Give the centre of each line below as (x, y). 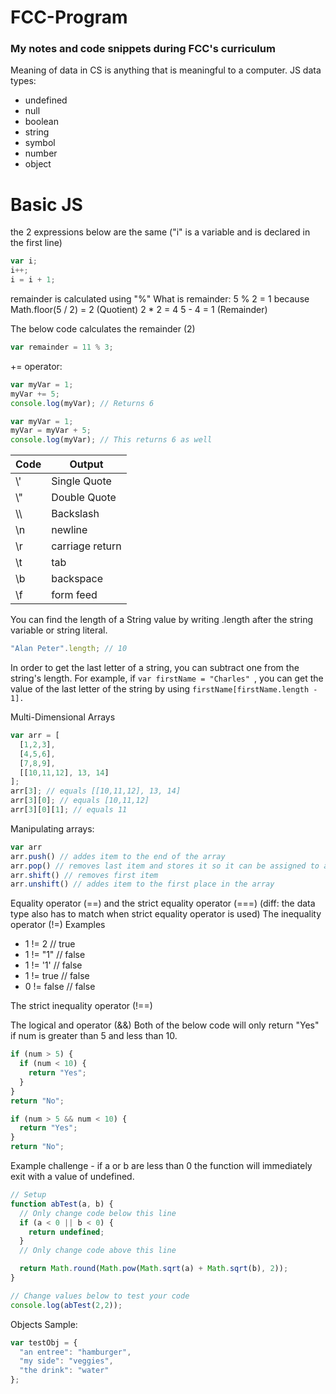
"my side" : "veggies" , (66, 1361)
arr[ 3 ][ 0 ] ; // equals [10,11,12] (80, 801)
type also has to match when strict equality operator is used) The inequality (166, 914)
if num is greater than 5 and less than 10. (94, 1036)
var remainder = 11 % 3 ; (62, 347)
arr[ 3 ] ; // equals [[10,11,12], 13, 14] (96, 791)
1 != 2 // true (50, 944)
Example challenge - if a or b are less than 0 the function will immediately (161, 1166)
